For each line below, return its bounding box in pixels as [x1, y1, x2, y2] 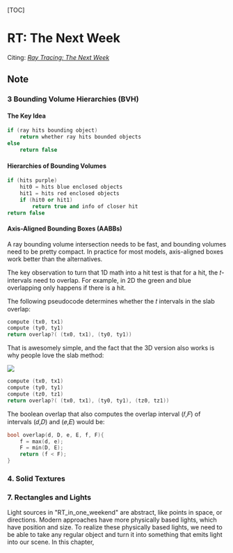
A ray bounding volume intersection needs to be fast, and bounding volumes [7, 240, 227, 248]
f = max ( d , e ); [19, 438, 64, 445]
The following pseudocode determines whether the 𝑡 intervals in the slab [7, 297, 215, 305]
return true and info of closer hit [32, 203, 138, 210]
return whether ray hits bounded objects [19, 134, 141, 141]
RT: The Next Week [7, 31, 120, 46]
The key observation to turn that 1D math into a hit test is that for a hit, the [7, 268, 218, 276]
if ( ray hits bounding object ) [7, 127, 98, 134]
